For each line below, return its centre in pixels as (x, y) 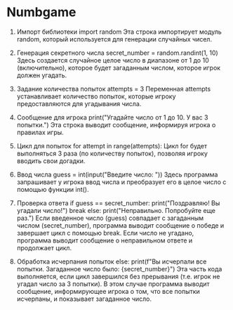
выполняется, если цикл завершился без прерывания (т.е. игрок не (118, 276)
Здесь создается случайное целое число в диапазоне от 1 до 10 (113, 60)
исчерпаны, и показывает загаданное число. (84, 299)
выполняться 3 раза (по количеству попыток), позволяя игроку (112, 153)
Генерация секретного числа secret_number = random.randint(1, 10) (117, 53)
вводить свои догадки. (51, 161)
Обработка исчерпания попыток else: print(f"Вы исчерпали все (112, 261)
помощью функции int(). (53, 189)
